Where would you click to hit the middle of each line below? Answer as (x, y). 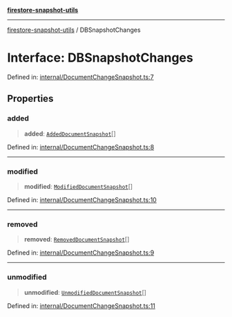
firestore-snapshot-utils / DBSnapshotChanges (74, 30)
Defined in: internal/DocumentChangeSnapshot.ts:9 (81, 253)
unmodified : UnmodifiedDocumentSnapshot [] (85, 292)
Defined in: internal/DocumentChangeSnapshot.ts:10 (82, 199)
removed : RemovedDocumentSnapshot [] (77, 239)
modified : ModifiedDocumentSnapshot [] (78, 186)
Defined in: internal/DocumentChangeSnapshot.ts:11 (81, 306)
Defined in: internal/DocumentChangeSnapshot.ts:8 (81, 147)
